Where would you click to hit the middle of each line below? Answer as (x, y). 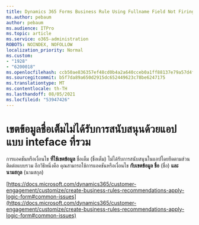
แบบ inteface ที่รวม (48, 142)
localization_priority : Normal (45, 50)
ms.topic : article (29, 34)
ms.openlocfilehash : (32, 72)
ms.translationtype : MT (36, 83)
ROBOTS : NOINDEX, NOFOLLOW (39, 45)
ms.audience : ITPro (30, 28)
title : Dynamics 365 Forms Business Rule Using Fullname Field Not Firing (100, 12)
